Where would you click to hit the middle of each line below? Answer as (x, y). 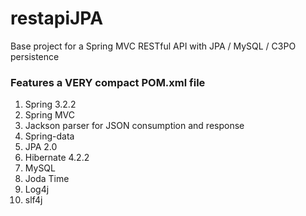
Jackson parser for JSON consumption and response (134, 126)
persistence (35, 56)
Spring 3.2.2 (50, 104)
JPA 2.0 (41, 147)
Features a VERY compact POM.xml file (108, 82)
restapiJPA (57, 18)
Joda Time (47, 179)
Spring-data (49, 136)
